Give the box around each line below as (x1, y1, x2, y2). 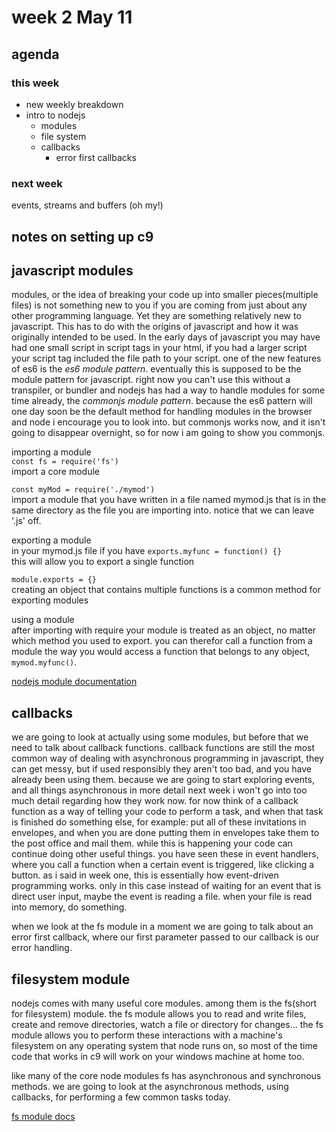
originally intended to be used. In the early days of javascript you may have (11, 331, 321, 343)
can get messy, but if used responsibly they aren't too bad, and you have (11, 763, 312, 775)
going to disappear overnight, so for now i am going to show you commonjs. (11, 427, 326, 439)
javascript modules (11, 262, 134, 279)
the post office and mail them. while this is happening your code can (11, 837, 293, 850)
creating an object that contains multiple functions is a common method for (11, 584, 321, 596)
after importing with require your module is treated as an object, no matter (11, 624, 317, 636)
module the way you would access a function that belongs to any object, (11, 646, 311, 658)
